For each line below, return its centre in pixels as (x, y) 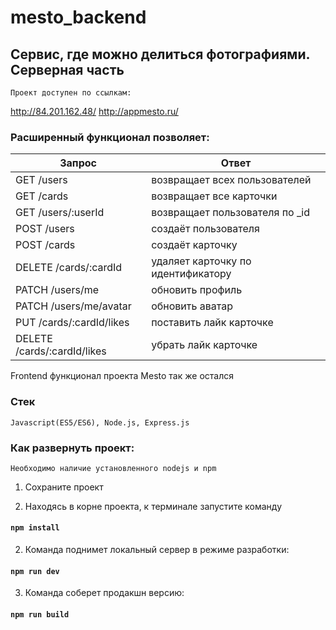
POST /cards (45, 245)
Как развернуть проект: (72, 448)
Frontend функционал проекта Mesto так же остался (122, 376)
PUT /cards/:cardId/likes (72, 323)
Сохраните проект (64, 487)
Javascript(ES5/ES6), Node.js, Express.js (100, 422)
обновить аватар (192, 306)
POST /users (45, 229)
